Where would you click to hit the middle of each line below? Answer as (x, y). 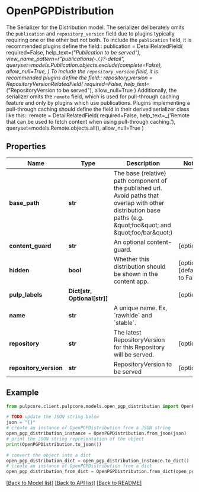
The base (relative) (140, 173)
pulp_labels (26, 294)
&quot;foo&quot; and (142, 225)
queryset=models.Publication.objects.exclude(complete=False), (84, 65)
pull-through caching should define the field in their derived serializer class (98, 109)
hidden (19, 270)
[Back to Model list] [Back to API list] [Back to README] (74, 483)
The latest (127, 332)
